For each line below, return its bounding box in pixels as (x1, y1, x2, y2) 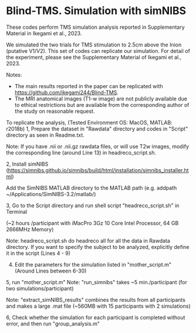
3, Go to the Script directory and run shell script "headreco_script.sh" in (6, 201, 180, 209)
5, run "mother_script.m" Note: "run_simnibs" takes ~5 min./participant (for (6, 278, 188, 285)
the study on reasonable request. (14, 107, 95, 115)
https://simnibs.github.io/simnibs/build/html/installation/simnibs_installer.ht (8, 166, 189, 174)
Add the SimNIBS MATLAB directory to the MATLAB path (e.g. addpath (6, 184, 177, 191)
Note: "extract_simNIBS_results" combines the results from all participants (6, 296, 186, 303)
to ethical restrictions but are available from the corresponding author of (14, 101, 190, 108)
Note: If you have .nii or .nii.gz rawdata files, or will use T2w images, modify (6, 143, 190, 150)
